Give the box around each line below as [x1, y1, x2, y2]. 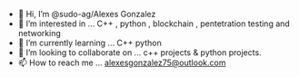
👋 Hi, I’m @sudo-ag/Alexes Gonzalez [17, 9, 156, 19]
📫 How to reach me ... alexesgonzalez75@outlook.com [17, 57, 226, 68]
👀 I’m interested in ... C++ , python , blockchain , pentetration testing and [17, 18, 291, 29]
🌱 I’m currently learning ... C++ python [17, 37, 162, 48]
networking [17, 28, 62, 38]
